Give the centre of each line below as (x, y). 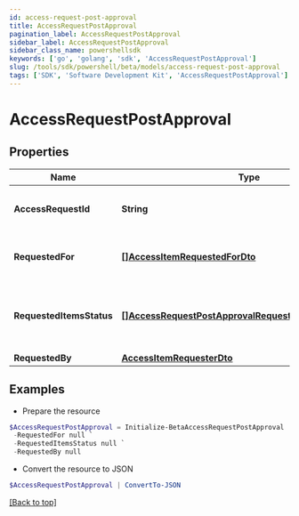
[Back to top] (33, 502)
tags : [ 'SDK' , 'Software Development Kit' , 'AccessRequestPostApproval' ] (149, 76)
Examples (37, 389)
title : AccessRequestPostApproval (73, 26)
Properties (39, 152)
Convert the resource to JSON (77, 469)
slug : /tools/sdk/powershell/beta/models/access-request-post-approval (145, 68)
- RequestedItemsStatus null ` (69, 444)
